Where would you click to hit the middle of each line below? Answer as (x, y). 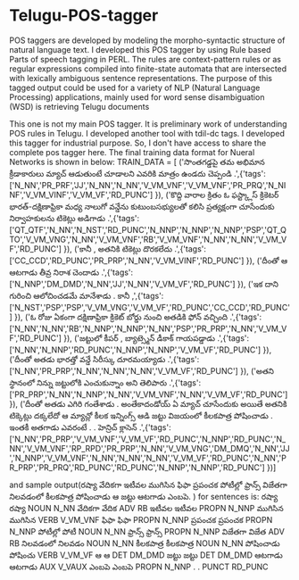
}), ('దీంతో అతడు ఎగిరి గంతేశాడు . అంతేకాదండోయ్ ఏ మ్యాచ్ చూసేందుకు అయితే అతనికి (148, 403)
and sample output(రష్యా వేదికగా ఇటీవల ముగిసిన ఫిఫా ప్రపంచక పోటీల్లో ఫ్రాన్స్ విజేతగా (149, 485)
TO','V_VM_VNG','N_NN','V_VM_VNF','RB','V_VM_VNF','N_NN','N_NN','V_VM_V (148, 239)
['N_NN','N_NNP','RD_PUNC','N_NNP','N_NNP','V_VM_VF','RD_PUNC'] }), (141, 350)
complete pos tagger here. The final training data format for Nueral (132, 152)
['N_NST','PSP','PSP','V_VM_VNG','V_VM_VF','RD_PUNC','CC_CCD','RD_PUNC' (149, 307)
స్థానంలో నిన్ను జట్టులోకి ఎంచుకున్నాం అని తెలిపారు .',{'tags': (105, 382)
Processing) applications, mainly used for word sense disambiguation (137, 97)
